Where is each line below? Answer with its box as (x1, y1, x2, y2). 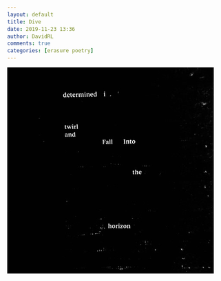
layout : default (7, 11, 54, 18)
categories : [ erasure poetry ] (7, 47, 94, 54)
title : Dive (7, 18, 41, 25)
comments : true (7, 40, 51, 47)
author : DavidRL (7, 33, 54, 40)
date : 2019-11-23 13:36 (7, 25, 76, 32)
